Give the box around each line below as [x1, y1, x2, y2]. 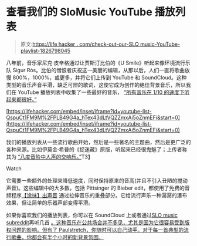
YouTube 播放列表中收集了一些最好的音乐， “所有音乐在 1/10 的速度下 [17, 89, 185, 96]
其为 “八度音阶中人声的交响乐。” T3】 [6, 153, 93, 160]
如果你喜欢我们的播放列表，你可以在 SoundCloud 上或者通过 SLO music [6, 211, 178, 218]
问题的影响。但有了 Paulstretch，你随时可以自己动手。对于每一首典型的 [11, 226, 184, 233]
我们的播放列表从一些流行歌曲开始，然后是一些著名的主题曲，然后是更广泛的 [6, 139, 191, 146]
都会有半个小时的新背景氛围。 [31, 233, 104, 241]
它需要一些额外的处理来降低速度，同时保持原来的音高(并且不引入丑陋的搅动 [6, 177, 188, 184]
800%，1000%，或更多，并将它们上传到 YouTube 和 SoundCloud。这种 [12, 74, 187, 81]
